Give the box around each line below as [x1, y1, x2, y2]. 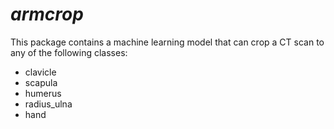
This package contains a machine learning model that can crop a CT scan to [10, 36, 325, 48]
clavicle [24, 66, 57, 78]
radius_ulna [24, 98, 73, 110]
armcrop [10, 3, 84, 26]
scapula [24, 76, 58, 88]
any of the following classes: [10, 46, 128, 58]
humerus [24, 87, 62, 99]
